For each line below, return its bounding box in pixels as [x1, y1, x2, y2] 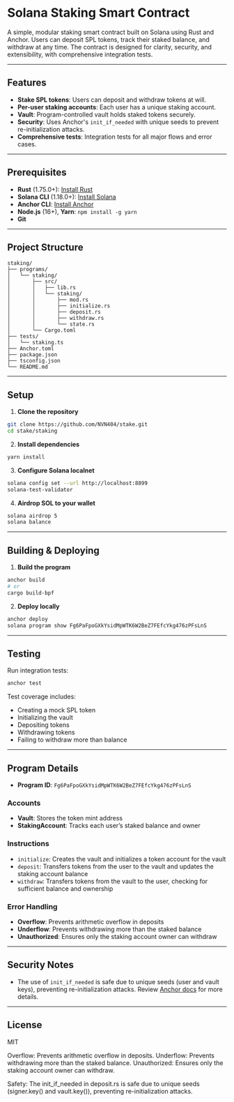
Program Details [7, 762, 79, 774]
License [7, 1019, 42, 1031]
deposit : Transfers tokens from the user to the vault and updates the [17, 862, 214, 871]
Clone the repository [17, 408, 79, 416]
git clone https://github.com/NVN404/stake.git [7, 421, 148, 428]
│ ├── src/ [7, 278, 58, 285]
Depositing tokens [17, 721, 70, 729]
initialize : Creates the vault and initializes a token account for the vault [17, 855, 226, 863]
